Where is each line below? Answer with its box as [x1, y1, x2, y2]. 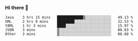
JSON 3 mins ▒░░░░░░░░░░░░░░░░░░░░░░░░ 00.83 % [5, 28, 133, 32]
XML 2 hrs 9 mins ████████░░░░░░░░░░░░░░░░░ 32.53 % [5, 19, 133, 24]
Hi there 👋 [5, 4, 29, 11]
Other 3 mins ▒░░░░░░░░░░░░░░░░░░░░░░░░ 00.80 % [5, 32, 133, 37]
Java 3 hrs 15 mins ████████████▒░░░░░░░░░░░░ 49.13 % [5, 15, 133, 20]
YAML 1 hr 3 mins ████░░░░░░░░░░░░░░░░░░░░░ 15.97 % [5, 23, 133, 28]
